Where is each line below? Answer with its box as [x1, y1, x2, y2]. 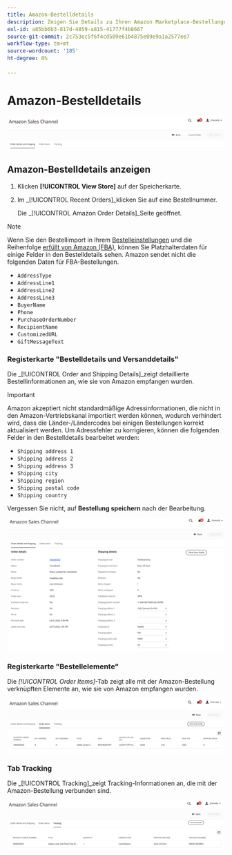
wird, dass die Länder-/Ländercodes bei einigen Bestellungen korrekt [7, 419, 204, 427]
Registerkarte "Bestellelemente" [7, 662, 119, 671]
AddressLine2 [17, 287, 55, 294]
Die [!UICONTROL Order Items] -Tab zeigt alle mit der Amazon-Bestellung [7, 678, 215, 686]
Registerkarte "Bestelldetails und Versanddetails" [7, 354, 179, 364]
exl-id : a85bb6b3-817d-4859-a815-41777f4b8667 [7, 26, 144, 32]
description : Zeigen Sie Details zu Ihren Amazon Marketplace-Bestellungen [7, 18, 230, 26]
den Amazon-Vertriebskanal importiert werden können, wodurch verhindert [7, 412, 222, 420]
